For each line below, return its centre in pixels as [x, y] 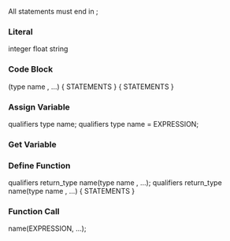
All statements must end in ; [53, 11]
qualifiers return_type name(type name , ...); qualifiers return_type [115, 183]
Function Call [34, 212]
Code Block [31, 69]
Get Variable [32, 144]
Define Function [39, 165]
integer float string [38, 49]
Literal [20, 32]
